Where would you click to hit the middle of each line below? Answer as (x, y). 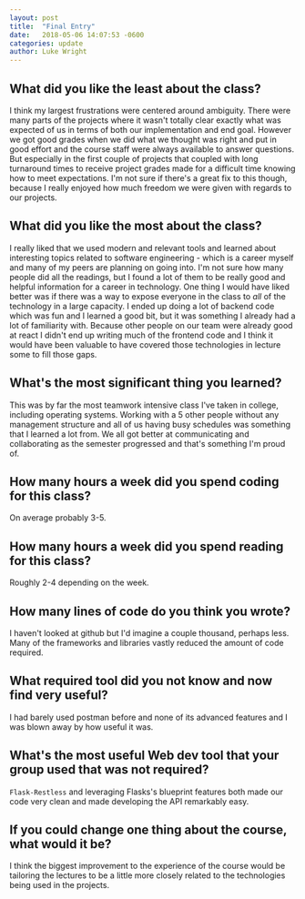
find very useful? (59, 696)
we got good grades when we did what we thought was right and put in (143, 139)
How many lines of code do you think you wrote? (150, 611)
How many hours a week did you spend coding (144, 482)
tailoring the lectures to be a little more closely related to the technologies (147, 875)
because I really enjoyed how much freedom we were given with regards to (151, 187)
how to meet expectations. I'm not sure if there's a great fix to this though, (148, 177)
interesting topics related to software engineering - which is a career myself (152, 258)
